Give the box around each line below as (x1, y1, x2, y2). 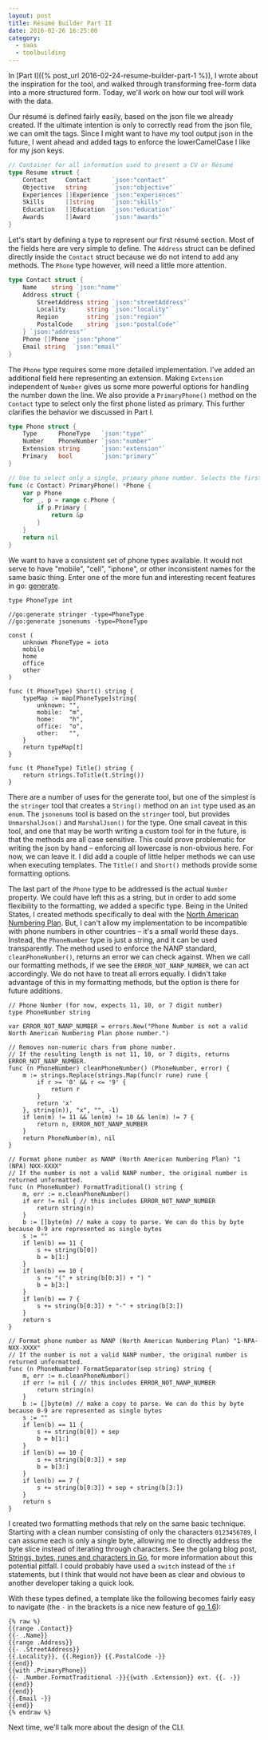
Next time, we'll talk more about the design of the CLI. (8, 1722, 185, 1732)
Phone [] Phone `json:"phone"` (22, 335, 124, 344)
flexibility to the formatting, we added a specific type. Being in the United (8, 900, 249, 911)
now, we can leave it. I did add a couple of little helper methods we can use (8, 852, 255, 861)
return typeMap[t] (22, 743, 84, 751)
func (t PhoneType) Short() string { (8, 687, 134, 695)
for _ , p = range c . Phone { (22, 496, 116, 504)
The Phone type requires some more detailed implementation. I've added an (8, 364, 255, 374)
